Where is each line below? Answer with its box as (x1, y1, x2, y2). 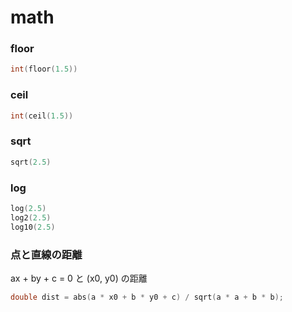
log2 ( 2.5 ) (10, 212, 52, 223)
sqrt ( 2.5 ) (10, 157, 52, 167)
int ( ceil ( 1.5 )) (10, 111, 74, 121)
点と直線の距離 (10, 247, 83, 261)
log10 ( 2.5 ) (10, 222, 56, 232)
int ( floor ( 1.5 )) (10, 64, 78, 75)
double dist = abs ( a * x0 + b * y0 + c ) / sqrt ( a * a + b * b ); (10, 292, 284, 302)
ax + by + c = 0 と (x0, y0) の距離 (10, 272, 148, 284)
